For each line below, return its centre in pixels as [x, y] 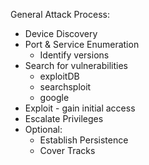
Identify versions [74, 55]
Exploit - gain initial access [80, 108]
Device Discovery [61, 33]
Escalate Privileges [64, 118]
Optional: [43, 129]
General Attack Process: [60, 14]
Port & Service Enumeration [82, 44]
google [54, 97]
